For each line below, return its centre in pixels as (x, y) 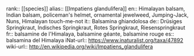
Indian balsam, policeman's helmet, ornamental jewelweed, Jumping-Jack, (97, 15)
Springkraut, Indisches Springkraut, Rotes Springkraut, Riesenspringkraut (96, 27)
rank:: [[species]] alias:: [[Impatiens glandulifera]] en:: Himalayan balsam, (96, 9)
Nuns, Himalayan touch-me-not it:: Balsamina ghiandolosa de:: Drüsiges (94, 21)
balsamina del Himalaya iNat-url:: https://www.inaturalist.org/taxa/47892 (95, 40)
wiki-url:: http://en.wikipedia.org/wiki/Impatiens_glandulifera (79, 46)
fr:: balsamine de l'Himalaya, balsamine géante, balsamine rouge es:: (90, 34)
